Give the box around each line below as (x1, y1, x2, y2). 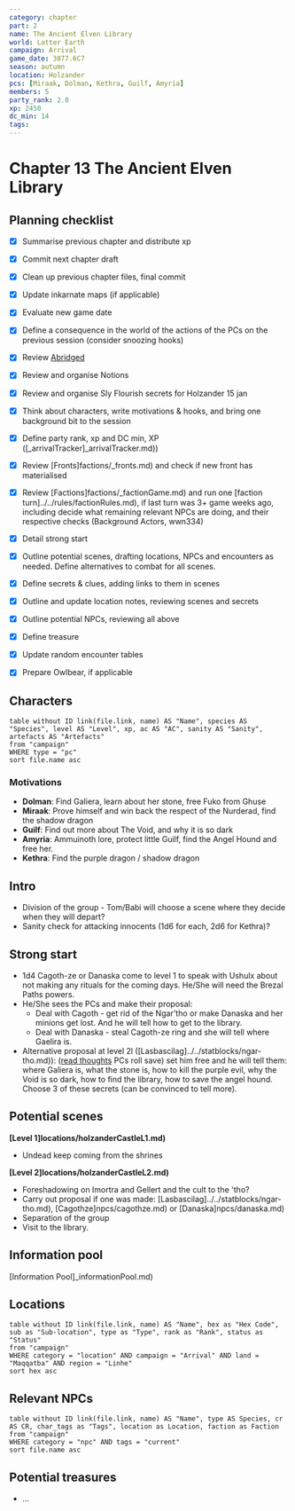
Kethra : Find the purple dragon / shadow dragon (21, 853, 200, 863)
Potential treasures (9, 1469, 117, 1484)
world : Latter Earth (9, 37, 86, 47)
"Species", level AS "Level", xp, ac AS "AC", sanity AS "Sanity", (9, 725, 264, 734)
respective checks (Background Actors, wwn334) (21, 515, 204, 526)
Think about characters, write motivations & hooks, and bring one (21, 405, 261, 416)
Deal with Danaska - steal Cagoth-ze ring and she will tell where (35, 1027, 270, 1038)
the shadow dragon (21, 815, 94, 826)
